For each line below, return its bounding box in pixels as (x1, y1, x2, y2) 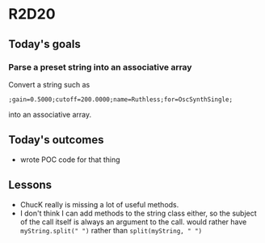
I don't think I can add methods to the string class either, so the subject (19, 208, 257, 218)
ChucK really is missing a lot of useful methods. (19, 199, 179, 209)
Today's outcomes (8, 133, 104, 147)
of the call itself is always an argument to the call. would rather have (19, 216, 247, 227)
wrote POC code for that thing (19, 155, 120, 164)
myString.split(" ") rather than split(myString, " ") (19, 225, 203, 235)
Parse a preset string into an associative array (8, 62, 192, 73)
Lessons (8, 178, 53, 192)
